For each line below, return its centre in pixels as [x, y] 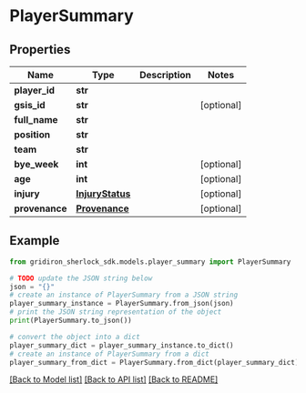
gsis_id [30, 105]
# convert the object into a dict [75, 337]
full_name [36, 120]
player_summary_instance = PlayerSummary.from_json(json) [122, 304]
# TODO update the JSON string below [81, 278]
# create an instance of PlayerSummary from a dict [109, 354]
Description [165, 75]
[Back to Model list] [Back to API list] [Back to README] [114, 379]
